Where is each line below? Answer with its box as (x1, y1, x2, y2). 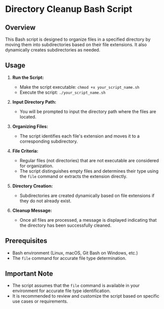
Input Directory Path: (12, 99, 57, 105)
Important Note (5, 269, 53, 278)
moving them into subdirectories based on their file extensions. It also (5, 42, 147, 48)
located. (19, 114, 37, 120)
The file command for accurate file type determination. (12, 255, 127, 261)
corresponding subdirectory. (19, 138, 78, 144)
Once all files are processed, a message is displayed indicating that (19, 217, 157, 223)
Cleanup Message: (12, 207, 52, 213)
